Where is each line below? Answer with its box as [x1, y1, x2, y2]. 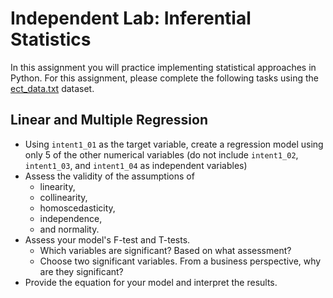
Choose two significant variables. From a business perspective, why [39, 255, 322, 267]
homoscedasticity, [39, 202, 116, 214]
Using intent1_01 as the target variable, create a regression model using [24, 138, 324, 150]
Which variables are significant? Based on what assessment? [39, 244, 292, 256]
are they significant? [39, 265, 124, 277]
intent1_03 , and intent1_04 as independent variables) [24, 159, 248, 171]
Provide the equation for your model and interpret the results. [24, 276, 278, 288]
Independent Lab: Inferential [10, 7, 252, 30]
